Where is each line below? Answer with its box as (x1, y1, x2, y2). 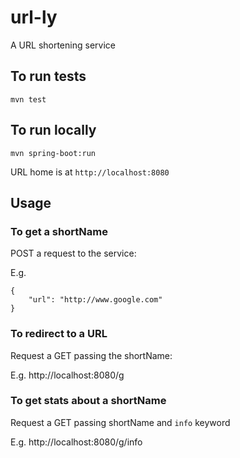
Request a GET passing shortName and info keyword (10, 416, 231, 428)
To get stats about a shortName (10, 394, 167, 408)
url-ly (10, 6, 58, 29)
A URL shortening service (10, 39, 116, 51)
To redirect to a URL (10, 327, 108, 341)
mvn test (10, 94, 47, 105)
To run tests (10, 68, 87, 85)
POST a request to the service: (10, 247, 137, 260)
